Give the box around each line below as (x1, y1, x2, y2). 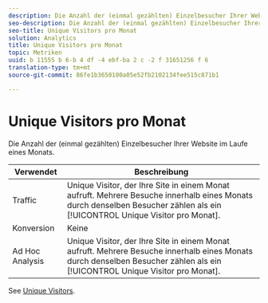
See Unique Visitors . (8, 285, 76, 295)
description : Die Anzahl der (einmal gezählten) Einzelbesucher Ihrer (8, 11, 248, 20)
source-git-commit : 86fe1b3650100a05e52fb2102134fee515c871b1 (8, 71, 219, 79)
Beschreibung (134, 166, 189, 177)
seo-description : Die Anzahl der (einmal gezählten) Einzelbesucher (8, 19, 241, 27)
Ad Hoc (12, 245, 41, 256)
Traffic (12, 195, 37, 206)
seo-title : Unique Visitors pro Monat (8, 26, 137, 34)
